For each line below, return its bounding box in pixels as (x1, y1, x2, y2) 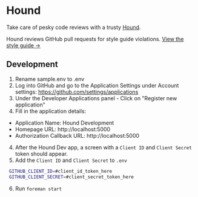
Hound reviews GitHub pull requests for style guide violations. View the (6, 35, 184, 42)
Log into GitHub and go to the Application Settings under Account (15, 82, 179, 89)
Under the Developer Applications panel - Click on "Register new (15, 94, 177, 102)
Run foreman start (15, 185, 62, 192)
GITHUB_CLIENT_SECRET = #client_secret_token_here (8, 173, 134, 180)
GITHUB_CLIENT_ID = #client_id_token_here (8, 168, 113, 174)
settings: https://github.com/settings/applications (15, 88, 139, 95)
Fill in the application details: (15, 107, 87, 115)
